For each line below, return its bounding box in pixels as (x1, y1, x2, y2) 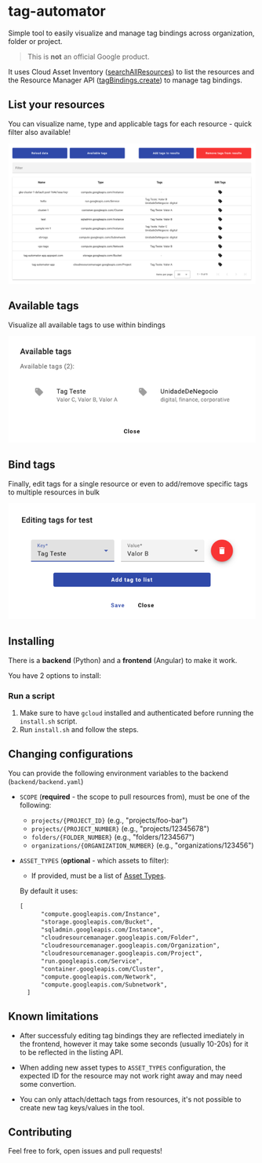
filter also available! (8, 127, 71, 137)
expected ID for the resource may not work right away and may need (19, 1070, 242, 1081)
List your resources (8, 98, 105, 111)
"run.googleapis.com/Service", (40, 957, 144, 965)
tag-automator (8, 2, 106, 20)
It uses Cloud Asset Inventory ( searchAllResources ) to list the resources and (8, 67, 255, 76)
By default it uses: (19, 886, 78, 895)
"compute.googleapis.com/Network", (40, 972, 157, 981)
